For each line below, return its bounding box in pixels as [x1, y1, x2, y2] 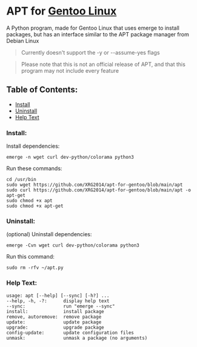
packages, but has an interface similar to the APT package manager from [6, 30, 189, 38]
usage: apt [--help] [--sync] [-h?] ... [6, 292, 110, 299]
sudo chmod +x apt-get [6, 203, 64, 210]
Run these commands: [6, 165, 62, 172]
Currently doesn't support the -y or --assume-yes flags [21, 48, 160, 56]
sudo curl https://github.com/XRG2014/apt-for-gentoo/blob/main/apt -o [6, 187, 191, 193]
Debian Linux [6, 37, 39, 44]
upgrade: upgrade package [6, 324, 104, 331]
